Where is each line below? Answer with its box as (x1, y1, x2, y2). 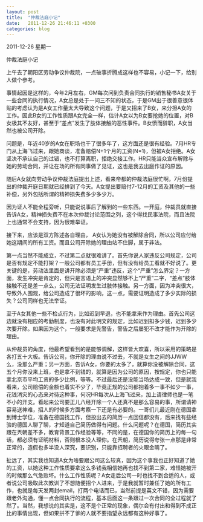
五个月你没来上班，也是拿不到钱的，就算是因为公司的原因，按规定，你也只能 (6, 368, 197, 376)
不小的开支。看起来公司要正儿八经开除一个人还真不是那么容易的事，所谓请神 (6, 399, 197, 406)
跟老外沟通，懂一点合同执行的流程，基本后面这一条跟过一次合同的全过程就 (6, 494, 192, 502)
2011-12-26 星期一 (6, 43, 51, 50)
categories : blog (6, 25, 50, 32)
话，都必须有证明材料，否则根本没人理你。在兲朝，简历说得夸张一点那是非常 (6, 436, 197, 443)
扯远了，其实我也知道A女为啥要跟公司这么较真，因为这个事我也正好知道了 (6, 457, 190, 464)
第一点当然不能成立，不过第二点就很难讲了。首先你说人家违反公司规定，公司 (6, 252, 197, 259)
